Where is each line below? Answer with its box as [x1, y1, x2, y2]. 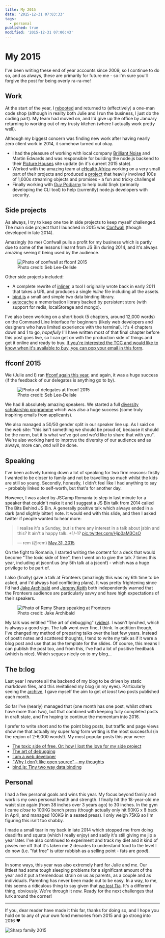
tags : [5, 16, 16, 21]
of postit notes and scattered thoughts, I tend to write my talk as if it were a [5, 635, 157, 641]
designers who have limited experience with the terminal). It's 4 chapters [5, 324, 153, 330]
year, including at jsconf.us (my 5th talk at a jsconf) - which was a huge [5, 560, 149, 566]
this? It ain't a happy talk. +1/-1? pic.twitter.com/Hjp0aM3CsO [17, 531, 141, 536]
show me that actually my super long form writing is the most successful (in [5, 728, 159, 734]
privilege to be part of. [5, 565, 50, 571]
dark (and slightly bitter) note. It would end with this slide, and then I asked [5, 510, 156, 516]
